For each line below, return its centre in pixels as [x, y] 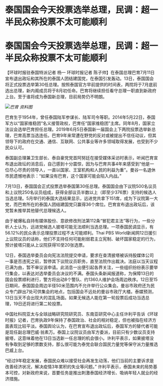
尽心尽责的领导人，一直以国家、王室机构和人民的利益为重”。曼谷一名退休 [82, 170]
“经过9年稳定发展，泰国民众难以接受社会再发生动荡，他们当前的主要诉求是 [80, 361]
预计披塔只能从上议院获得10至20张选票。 [46, 245]
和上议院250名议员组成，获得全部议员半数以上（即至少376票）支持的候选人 [81, 192]
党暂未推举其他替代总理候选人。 [37, 211]
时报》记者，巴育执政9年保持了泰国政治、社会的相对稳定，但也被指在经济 [79, 320]
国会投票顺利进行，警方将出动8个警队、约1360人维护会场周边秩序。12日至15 [81, 279]
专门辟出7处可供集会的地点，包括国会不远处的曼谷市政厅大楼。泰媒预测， [82, 292]
